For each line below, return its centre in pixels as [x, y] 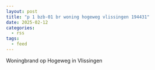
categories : [20, 28]
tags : [13, 38]
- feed [19, 44]
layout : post [22, 11]
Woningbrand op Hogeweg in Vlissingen [54, 60]
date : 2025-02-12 [27, 22]
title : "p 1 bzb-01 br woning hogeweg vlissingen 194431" [78, 17]
